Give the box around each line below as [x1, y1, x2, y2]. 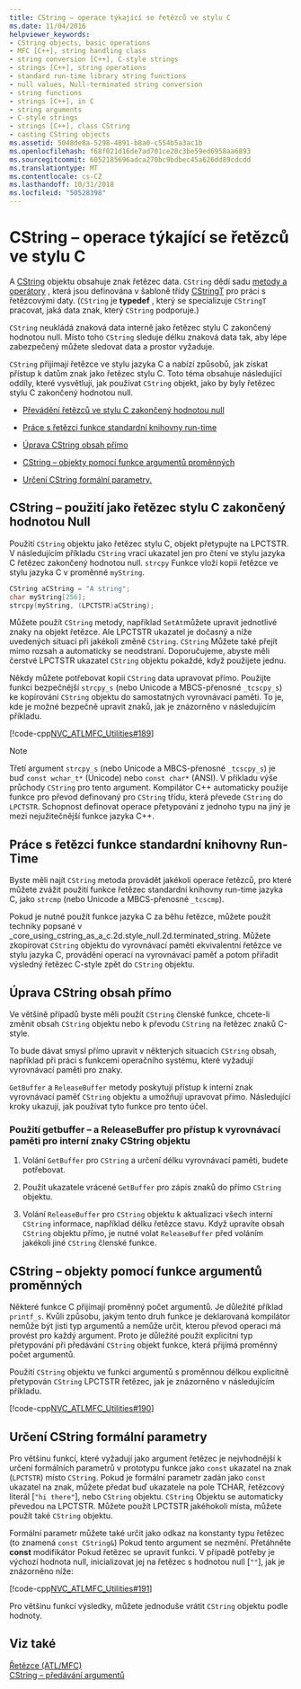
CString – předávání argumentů [9, 1669, 125, 1680]
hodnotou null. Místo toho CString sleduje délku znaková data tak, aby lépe [9, 332, 288, 342]
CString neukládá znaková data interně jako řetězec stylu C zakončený [9, 322, 271, 332]
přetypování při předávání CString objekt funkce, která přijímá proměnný [9, 1340, 279, 1350]
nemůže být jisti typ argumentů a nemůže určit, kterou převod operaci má [9, 1321, 281, 1331]
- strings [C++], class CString [9, 122, 130, 131]
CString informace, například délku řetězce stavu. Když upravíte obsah [22, 1218, 285, 1229]
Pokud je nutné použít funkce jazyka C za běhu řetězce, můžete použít [9, 911, 271, 922]
